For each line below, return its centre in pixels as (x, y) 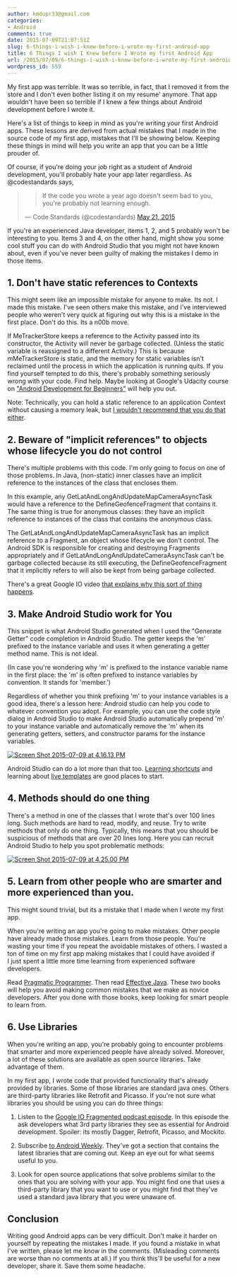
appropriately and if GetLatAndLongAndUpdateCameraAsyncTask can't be (116, 556)
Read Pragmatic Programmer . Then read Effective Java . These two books (114, 982)
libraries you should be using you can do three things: (85, 1103)
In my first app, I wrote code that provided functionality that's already (108, 1080)
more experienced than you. (71, 893)
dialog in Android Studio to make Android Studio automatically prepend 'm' (116, 718)
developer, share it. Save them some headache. (77, 1266)
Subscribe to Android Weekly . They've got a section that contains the (118, 1145)
